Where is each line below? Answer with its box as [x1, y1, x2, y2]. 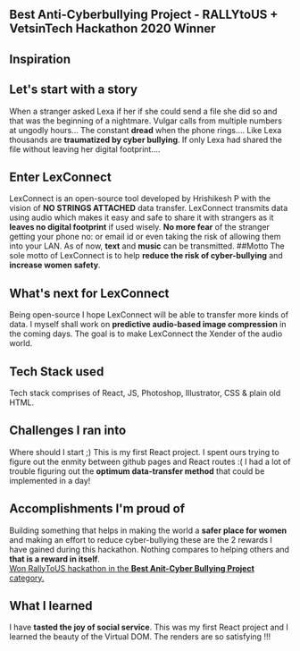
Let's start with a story [9, 82, 138, 97]
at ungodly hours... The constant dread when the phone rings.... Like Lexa [9, 124, 282, 135]
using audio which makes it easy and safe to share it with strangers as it [9, 212, 274, 223]
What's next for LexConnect [9, 285, 170, 300]
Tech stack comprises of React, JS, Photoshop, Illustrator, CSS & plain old [9, 388, 281, 399]
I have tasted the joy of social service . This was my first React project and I [9, 621, 288, 633]
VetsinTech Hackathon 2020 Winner [9, 21, 216, 37]
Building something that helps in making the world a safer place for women [9, 525, 287, 536]
